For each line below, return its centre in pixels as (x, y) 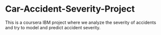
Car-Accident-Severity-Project (70, 9)
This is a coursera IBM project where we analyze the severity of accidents (81, 22)
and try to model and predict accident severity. (53, 27)
